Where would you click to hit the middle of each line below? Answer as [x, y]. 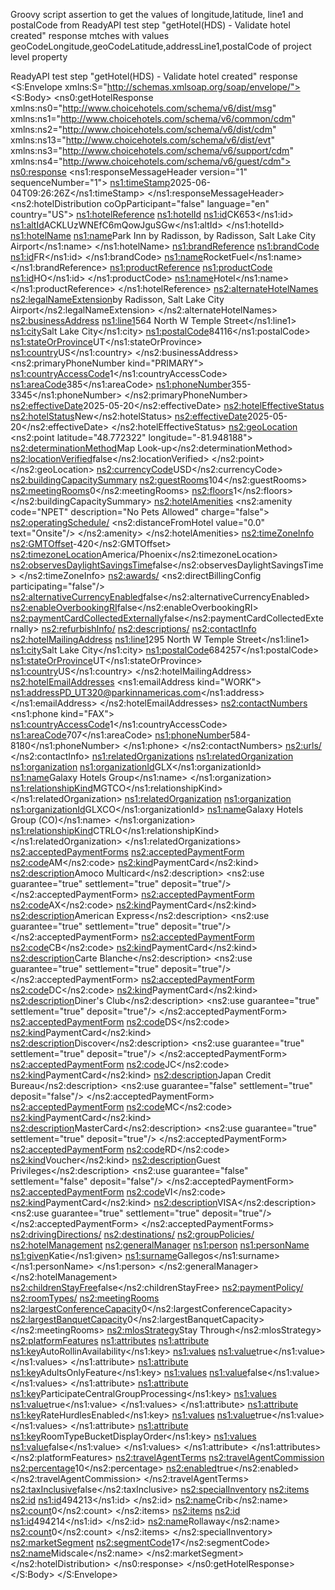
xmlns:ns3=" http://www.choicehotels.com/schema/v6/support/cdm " [152, 150]
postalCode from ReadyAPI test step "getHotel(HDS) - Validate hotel [150, 25]
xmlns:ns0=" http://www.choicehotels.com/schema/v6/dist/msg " [143, 108]
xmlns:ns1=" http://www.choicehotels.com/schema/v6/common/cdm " [153, 118]
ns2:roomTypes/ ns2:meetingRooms [85, 1298]
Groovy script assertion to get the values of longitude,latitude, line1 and [157, 14]
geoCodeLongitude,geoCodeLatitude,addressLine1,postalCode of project [161, 46]
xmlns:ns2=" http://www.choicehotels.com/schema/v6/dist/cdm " [143, 129]
